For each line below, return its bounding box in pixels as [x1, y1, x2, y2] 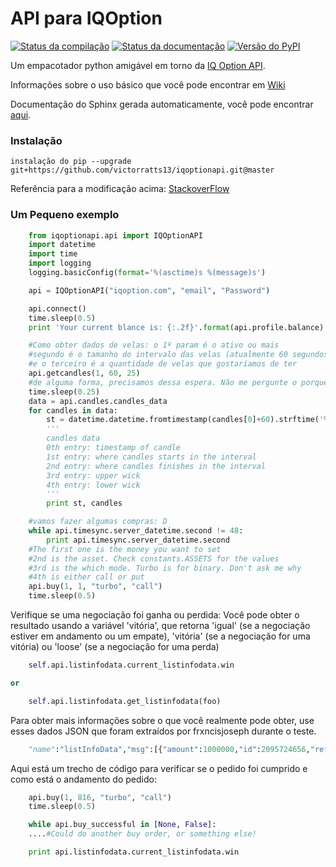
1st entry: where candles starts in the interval [46, 452, 257, 462]
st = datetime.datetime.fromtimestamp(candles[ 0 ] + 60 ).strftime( [46, 415, 320, 425]
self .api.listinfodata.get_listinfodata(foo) [28, 696, 222, 706]
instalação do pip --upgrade [10, 157, 132, 167]
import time [28, 249, 78, 259]
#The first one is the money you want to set [28, 544, 222, 554]
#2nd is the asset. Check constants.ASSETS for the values [28, 553, 280, 564]
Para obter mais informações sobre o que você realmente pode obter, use [10, 714, 315, 726]
